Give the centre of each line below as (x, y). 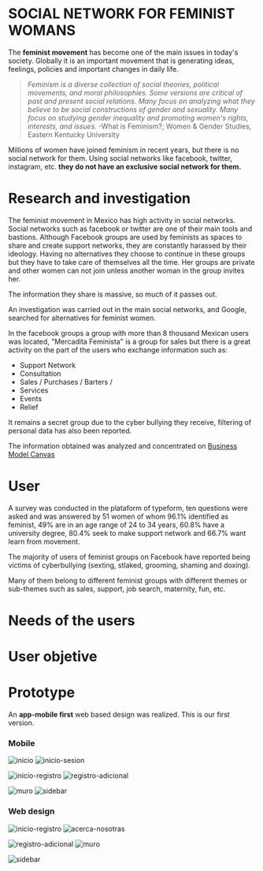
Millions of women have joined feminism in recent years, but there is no (124, 150)
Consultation (40, 373)
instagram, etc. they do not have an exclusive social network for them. (125, 166)
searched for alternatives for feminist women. (82, 318)
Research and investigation (100, 199)
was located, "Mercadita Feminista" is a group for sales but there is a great (130, 341)
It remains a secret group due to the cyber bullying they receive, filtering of (130, 422)
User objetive (53, 657)
